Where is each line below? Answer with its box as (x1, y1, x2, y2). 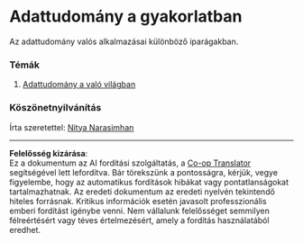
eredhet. (9, 224, 41, 235)
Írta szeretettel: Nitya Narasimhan (9, 121, 134, 132)
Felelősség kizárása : (9, 148, 88, 158)
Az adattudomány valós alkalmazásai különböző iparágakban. (9, 36, 239, 47)
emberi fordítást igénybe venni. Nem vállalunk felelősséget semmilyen (9, 205, 271, 216)
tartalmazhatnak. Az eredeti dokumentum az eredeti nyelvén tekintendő (9, 186, 275, 197)
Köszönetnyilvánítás (9, 102, 102, 114)
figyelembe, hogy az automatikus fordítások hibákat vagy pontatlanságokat (9, 176, 289, 187)
